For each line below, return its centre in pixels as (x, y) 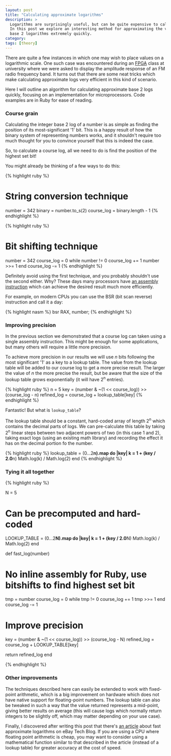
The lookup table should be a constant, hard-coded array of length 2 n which (85, 420)
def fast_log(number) (27, 553)
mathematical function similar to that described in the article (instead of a (82, 742)
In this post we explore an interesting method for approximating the (86, 29)
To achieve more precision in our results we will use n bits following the (80, 357)
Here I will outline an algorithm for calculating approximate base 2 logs (79, 89)
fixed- (155, 689)
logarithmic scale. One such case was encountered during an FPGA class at (85, 63)
